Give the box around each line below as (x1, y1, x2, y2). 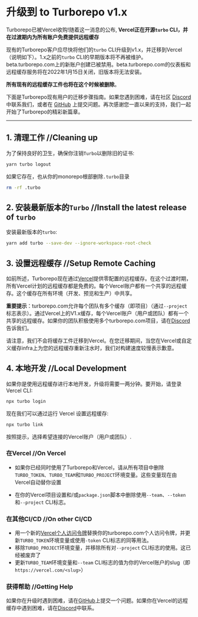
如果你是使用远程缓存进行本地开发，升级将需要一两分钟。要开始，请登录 (6, 380, 181, 387)
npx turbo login (6, 398, 46, 404)
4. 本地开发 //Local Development (6, 363, 127, 373)
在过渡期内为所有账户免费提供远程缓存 (6, 33, 99, 40)
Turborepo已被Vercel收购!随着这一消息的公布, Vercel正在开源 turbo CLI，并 (6, 26, 189, 33)
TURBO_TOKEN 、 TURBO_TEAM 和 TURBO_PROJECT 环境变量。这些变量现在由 (14, 471, 177, 478)
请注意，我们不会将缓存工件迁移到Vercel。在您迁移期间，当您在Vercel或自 (6, 337, 187, 344)
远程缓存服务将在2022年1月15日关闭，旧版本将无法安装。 (6, 68, 146, 75)
